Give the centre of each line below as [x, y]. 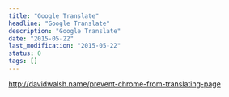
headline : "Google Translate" [59, 23]
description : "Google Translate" [65, 31]
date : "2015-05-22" [41, 38]
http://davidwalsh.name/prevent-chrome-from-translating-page [114, 84]
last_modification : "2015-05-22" [65, 46]
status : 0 [25, 53]
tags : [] [23, 61]
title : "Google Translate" [54, 16]
